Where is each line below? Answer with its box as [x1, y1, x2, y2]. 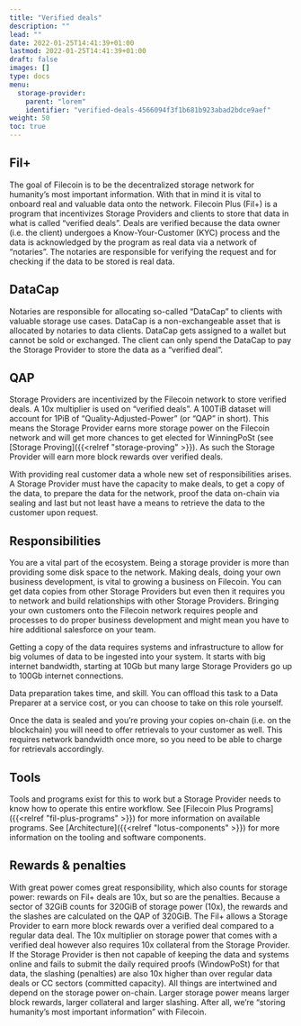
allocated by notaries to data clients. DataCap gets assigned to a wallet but [9, 325, 287, 336]
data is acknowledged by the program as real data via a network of [9, 236, 258, 248]
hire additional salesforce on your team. [9, 624, 156, 635]
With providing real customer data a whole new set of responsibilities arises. [9, 469, 292, 480]
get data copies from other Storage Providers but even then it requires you [9, 586, 286, 597]
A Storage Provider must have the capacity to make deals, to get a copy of [9, 478, 285, 489]
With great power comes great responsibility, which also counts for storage [9, 882, 288, 893]
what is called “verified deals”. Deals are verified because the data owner [9, 217, 280, 228]
